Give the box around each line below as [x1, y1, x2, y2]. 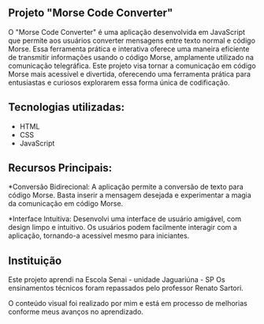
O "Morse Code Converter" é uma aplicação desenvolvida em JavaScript [8, 27, 246, 36]
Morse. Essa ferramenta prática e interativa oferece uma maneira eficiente [8, 43, 250, 54]
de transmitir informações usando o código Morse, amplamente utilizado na [8, 52, 255, 62]
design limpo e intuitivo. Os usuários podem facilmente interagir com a [8, 223, 238, 232]
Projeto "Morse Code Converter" [8, 6, 173, 20]
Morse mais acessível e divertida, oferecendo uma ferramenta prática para [8, 69, 251, 78]
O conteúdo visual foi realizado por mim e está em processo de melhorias [8, 299, 248, 308]
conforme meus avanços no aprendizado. [8, 307, 144, 317]
